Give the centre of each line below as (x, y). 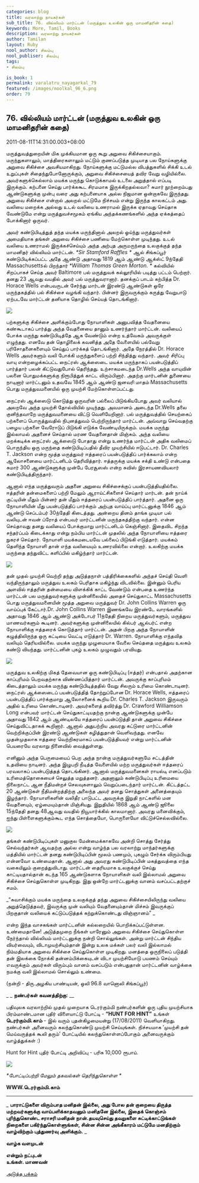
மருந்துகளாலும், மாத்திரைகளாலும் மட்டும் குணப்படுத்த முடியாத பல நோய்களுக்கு (97, 160)
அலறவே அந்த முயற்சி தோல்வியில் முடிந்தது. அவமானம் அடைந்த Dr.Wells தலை (97, 407)
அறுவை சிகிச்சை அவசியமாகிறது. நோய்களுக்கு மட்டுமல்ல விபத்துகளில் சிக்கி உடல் (99, 166)
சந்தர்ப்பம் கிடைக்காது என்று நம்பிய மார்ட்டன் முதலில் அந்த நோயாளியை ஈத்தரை (97, 533)
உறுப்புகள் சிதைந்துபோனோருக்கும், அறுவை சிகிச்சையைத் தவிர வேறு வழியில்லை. (96, 173)
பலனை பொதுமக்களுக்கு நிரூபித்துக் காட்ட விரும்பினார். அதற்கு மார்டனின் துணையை (98, 375)
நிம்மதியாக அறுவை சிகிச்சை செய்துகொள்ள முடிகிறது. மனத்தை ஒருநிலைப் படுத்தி (97, 951)
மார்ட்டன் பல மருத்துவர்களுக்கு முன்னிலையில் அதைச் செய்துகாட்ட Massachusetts (99, 596)
